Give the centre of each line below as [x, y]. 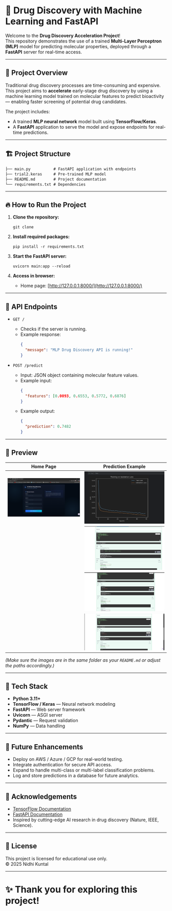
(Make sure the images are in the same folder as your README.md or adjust [83, 660]
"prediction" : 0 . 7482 [48, 427]
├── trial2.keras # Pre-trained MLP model [56, 174]
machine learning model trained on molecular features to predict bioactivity [85, 96]
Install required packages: [41, 237]
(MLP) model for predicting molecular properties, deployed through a [78, 46]
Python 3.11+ [27, 699]
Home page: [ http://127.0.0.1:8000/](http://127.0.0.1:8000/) [81, 286]
